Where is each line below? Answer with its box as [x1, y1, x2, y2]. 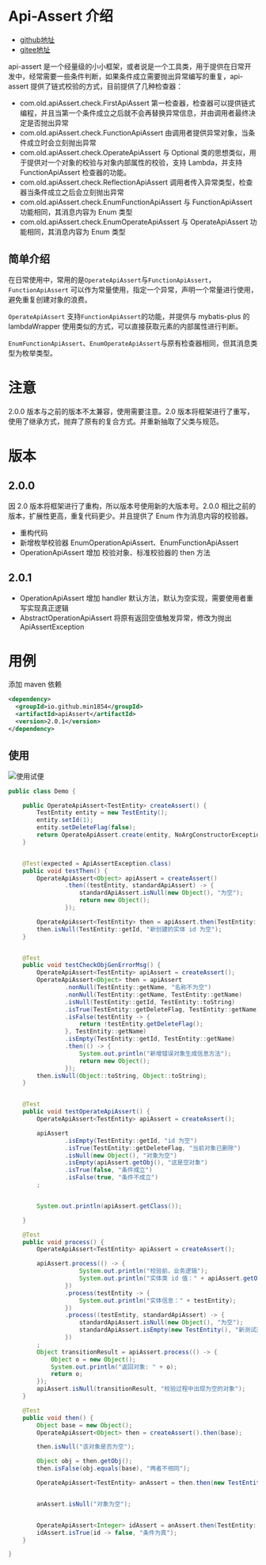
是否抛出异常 [26, 118, 69, 128]
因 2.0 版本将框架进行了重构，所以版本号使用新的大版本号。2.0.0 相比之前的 [8, 501, 256, 511]
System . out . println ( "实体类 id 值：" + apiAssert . [78, 1274, 244, 1282]
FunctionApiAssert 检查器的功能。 [19, 167, 131, 177]
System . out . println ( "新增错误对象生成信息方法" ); [78, 1049, 232, 1057]
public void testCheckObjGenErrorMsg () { [22, 961, 161, 969]
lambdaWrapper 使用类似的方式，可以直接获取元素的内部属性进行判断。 [8, 322, 243, 331]
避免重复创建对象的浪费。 [8, 295, 92, 304]
